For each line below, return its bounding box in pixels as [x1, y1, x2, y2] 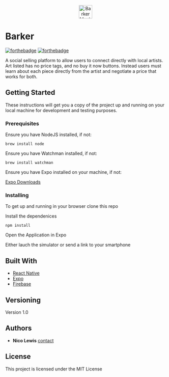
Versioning [5, 295, 41, 304]
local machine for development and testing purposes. [5, 107, 118, 113]
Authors [5, 324, 32, 333]
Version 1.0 [5, 309, 29, 315]
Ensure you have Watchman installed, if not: [5, 150, 98, 156]
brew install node [5, 142, 44, 147]
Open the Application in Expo [5, 232, 67, 238]
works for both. [5, 73, 38, 79]
